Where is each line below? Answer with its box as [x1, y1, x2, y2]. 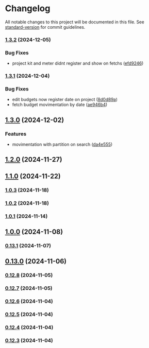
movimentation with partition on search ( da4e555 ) [12, 141, 113, 147]
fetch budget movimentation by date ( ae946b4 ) [12, 102, 108, 107]
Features [5, 130, 27, 137]
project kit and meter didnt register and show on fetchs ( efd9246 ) [12, 60, 144, 66]
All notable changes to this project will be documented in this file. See [5, 19, 145, 25]
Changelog [5, 3, 50, 14]
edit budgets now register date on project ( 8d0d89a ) [12, 97, 118, 103]
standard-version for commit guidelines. [5, 24, 85, 30]
